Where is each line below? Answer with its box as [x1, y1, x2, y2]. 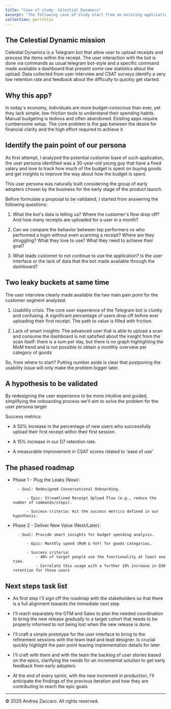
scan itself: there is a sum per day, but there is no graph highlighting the [12, 338, 164, 344]
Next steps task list [5, 582, 68, 590]
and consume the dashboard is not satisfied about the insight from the [12, 333, 160, 339]
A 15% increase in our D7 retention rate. [12, 439, 97, 445]
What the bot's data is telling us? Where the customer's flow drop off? [12, 211, 160, 217]
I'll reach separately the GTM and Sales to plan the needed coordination [12, 611, 164, 617]
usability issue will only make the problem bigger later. [5, 365, 119, 371]
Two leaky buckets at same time [5, 278, 109, 287]
